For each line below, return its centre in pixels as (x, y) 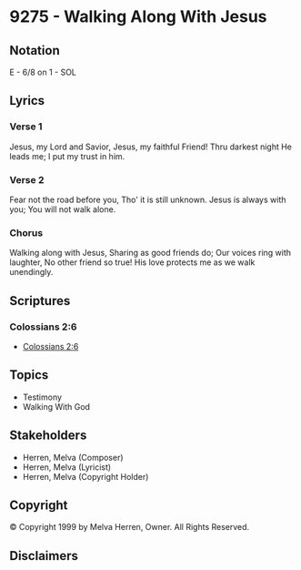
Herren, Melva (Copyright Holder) (85, 476)
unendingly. (31, 272)
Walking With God (56, 406)
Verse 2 (27, 179)
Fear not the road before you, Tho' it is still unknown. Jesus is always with (148, 199)
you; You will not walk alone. (63, 209)
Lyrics (27, 101)
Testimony (42, 397)
